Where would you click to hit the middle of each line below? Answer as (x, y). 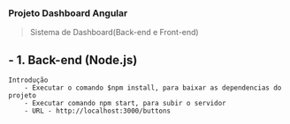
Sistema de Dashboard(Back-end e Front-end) (114, 33)
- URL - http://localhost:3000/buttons (98, 111)
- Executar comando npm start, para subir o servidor (125, 104)
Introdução (28, 80)
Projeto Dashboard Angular (68, 13)
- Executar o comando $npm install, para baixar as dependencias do (153, 88)
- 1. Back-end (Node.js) (73, 60)
